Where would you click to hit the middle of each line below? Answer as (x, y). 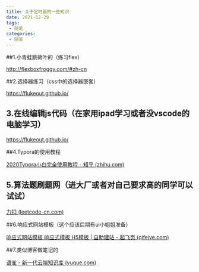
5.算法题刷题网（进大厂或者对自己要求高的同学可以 (99, 185)
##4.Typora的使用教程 (33, 152)
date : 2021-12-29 (28, 17)
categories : (21, 34)
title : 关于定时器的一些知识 (38, 12)
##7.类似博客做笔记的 (32, 250)
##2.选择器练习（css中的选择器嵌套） (53, 81)
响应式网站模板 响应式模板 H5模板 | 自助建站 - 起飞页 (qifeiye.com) (88, 237)
